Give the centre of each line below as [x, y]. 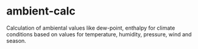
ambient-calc [41, 11]
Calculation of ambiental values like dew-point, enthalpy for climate [91, 28]
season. [16, 41]
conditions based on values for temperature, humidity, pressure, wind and [99, 34]
